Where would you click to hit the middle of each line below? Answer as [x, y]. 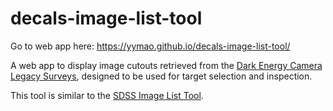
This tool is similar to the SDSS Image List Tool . [107, 95]
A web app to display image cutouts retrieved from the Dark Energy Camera [166, 65]
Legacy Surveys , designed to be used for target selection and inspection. [161, 76]
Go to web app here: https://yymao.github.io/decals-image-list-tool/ [150, 46]
